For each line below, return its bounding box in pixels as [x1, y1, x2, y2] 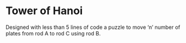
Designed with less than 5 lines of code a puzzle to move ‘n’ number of [5, 24, 181, 31]
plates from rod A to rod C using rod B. [5, 29, 101, 37]
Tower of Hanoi [5, 4, 83, 18]
